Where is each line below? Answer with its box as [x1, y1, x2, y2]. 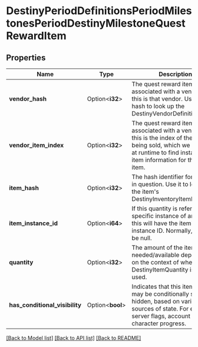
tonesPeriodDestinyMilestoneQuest [6, 16, 186, 30]
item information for [131, 156, 187, 164]
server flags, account [131, 312, 190, 320]
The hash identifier [131, 173, 184, 181]
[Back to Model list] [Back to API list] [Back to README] [6, 335, 141, 341]
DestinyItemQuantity [131, 266, 189, 273]
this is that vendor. [131, 95, 183, 103]
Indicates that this [131, 283, 181, 290]
